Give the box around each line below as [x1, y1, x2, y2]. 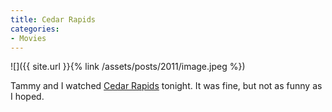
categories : [10, 24, 60, 34]
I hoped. [10, 91, 45, 103]
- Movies [10, 33, 47, 43]
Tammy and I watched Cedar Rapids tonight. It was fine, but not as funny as [10, 80, 323, 92]
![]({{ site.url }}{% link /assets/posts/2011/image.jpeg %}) [10, 61, 246, 73]
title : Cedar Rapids [10, 14, 97, 25]
